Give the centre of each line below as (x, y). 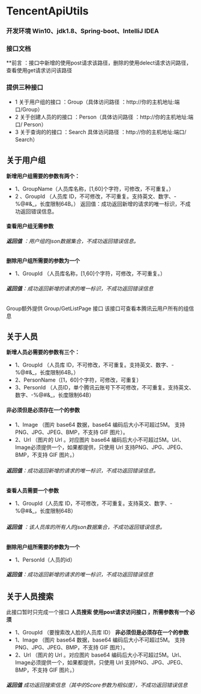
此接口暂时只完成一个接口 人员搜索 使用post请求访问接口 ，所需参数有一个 (98, 612)
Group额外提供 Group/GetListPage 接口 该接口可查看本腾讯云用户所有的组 (97, 308)
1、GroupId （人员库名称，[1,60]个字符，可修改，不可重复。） (90, 274)
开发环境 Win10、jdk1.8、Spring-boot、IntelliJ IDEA (82, 31)
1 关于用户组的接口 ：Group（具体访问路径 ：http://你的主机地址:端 (97, 102)
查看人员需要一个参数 (32, 491)
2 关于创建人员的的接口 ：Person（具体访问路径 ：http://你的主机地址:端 (104, 117)
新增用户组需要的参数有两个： (43, 176)
